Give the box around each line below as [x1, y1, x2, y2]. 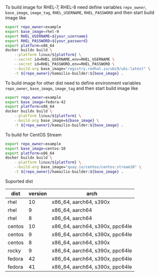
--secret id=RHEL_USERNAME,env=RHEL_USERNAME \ [14, 57, 115, 62]
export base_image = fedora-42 [5, 99, 66, 104]
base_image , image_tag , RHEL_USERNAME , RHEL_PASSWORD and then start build [5, 9, 155, 15]
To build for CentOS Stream [5, 132, 62, 138]
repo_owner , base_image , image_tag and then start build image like [5, 85, 138, 91]
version [28, 190, 47, 197]
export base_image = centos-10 [5, 146, 66, 151]
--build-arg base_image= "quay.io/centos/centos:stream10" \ [14, 165, 142, 170]
